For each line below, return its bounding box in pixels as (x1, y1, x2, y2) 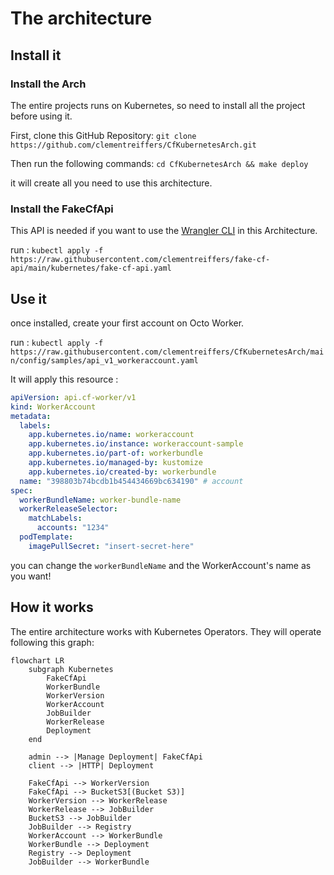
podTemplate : (19, 532, 74, 542)
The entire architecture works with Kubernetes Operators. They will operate (10, 625, 322, 637)
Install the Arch (10, 77, 87, 91)
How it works (10, 599, 94, 616)
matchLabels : (28, 513, 83, 524)
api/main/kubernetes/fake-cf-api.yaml (10, 263, 172, 274)
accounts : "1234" (36, 523, 110, 533)
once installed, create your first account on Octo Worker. (10, 317, 245, 329)
